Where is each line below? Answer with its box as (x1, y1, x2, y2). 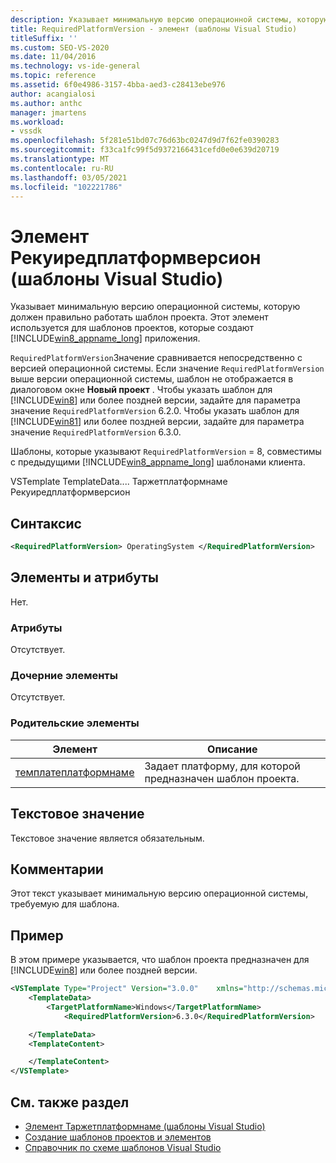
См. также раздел (10, 1094, 130, 1111)
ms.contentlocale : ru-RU (10, 163, 114, 173)
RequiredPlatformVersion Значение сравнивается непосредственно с (10, 352, 303, 364)
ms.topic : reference (10, 71, 97, 81)
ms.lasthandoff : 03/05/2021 (10, 172, 128, 183)
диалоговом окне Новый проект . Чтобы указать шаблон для (10, 384, 273, 396)
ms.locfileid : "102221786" (10, 182, 123, 192)
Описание (207, 742, 258, 756)
